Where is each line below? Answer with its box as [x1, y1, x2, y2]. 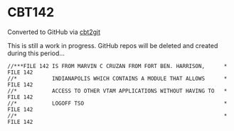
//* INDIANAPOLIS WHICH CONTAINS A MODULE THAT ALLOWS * [7, 75, 228, 82]
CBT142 [7, 4, 55, 21]
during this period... [7, 49, 65, 57]
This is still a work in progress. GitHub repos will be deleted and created [7, 41, 218, 50]
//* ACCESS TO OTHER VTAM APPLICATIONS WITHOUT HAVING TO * [7, 87, 228, 94]
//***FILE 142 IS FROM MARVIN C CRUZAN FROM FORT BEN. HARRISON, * [7, 62, 228, 69]
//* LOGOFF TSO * [7, 100, 228, 107]
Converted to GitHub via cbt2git [7, 28, 101, 36]
